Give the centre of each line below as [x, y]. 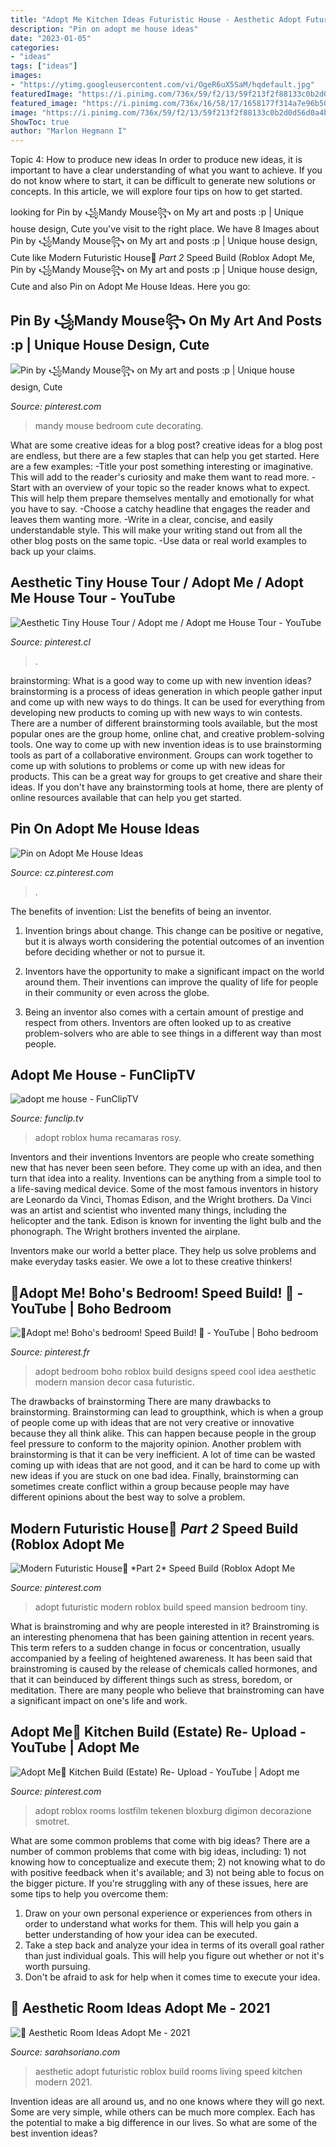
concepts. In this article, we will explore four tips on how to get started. [156, 192]
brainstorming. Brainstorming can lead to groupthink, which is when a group [167, 1412]
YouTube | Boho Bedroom [91, 1308]
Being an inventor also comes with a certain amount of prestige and [164, 1012]
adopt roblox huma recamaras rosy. [108, 1138]
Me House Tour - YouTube [93, 598]
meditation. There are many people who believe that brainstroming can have [167, 1690]
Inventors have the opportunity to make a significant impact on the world [174, 971]
